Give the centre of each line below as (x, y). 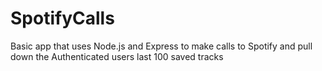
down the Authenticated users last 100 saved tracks (117, 56)
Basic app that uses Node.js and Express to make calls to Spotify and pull (161, 46)
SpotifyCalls (62, 18)
